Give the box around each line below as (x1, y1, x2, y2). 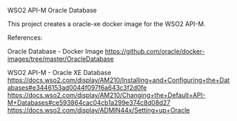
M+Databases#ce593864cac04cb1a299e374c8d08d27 (7, 98, 171, 107)
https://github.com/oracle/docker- (105, 47, 205, 55)
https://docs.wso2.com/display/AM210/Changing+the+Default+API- (7, 91, 206, 99)
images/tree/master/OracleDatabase (7, 54, 114, 63)
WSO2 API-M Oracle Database (7, 6, 97, 14)
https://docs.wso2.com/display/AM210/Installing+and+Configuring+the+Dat (7, 76, 230, 84)
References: (7, 33, 43, 42)
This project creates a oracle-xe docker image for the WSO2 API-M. (7, 20, 206, 28)
